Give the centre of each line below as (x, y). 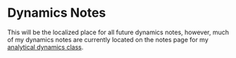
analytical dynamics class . (45, 47)
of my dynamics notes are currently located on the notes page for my (108, 39)
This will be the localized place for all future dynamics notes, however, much (118, 32)
